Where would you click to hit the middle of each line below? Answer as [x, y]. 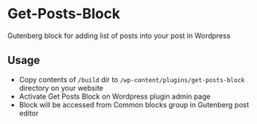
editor [29, 113]
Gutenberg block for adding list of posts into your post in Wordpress [119, 36]
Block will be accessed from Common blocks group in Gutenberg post [134, 104]
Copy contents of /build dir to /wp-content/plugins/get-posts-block [132, 79]
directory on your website [61, 88]
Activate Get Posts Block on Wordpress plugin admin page [115, 96]
